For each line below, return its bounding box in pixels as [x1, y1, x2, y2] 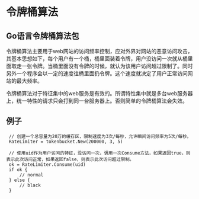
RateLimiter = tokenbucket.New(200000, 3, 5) [8, 139, 123, 145]
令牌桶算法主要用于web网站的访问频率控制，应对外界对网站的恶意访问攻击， [6, 48, 193, 54]
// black [19, 182, 41, 188]
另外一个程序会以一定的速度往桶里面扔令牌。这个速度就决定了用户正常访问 [6, 70, 188, 77]
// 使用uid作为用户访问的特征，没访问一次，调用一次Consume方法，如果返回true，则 [8, 150, 191, 156]
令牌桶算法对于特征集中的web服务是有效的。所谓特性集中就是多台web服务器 [6, 90, 193, 97]
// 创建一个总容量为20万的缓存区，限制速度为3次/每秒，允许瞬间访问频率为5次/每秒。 [8, 133, 191, 139]
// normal [19, 172, 44, 178]
